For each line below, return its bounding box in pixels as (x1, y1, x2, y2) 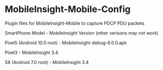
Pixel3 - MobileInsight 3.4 (5, 49, 59, 55)
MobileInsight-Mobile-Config (5, 4, 131, 15)
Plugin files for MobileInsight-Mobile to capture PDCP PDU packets (5, 20, 145, 26)
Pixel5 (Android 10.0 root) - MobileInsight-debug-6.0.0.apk (5, 39, 127, 46)
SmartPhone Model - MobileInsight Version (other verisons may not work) (5, 30, 159, 36)
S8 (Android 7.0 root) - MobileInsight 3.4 (5, 59, 89, 65)
